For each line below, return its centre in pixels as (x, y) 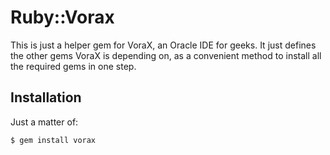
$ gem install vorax (53, 140)
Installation (46, 97)
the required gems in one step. (73, 66)
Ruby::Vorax (62, 17)
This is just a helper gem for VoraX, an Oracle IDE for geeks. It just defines (163, 45)
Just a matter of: (44, 122)
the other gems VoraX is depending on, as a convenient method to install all (166, 55)
